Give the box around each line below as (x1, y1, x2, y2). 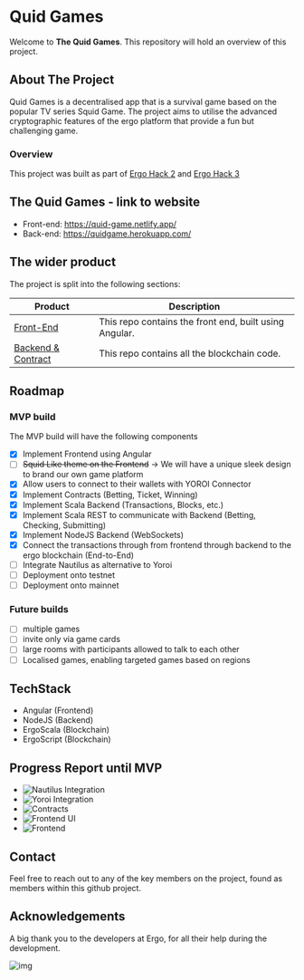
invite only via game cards (22, 634, 120, 645)
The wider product (9, 255, 116, 270)
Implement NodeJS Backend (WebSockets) (22, 529, 184, 540)
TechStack (9, 681, 71, 697)
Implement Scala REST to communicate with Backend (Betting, (22, 509, 256, 520)
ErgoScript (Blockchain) (22, 734, 111, 745)
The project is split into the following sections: (9, 278, 181, 289)
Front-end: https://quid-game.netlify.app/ (22, 218, 177, 229)
